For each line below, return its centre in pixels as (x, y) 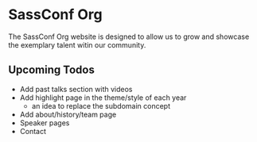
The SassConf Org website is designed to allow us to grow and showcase (129, 36)
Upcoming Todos (52, 70)
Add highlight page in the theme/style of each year (103, 98)
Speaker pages (45, 123)
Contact (33, 131)
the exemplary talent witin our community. (77, 44)
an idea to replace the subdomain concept (101, 106)
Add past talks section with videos (76, 89)
